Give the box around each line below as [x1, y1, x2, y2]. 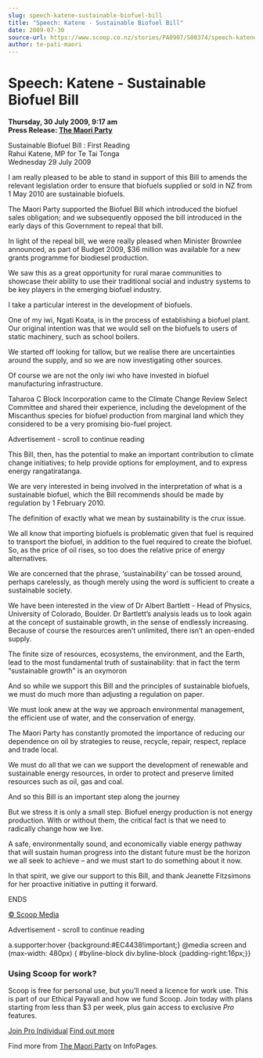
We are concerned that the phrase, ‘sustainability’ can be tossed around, [8, 569, 243, 578]
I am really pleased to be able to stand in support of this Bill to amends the [8, 173, 248, 182]
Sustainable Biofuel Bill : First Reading [8, 140, 131, 150]
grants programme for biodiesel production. [8, 253, 150, 263]
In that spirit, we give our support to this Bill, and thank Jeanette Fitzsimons [8, 871, 251, 881]
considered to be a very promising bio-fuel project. [8, 419, 173, 429]
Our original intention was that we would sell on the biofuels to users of [8, 323, 238, 334]
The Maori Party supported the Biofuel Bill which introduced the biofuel [8, 205, 238, 214]
